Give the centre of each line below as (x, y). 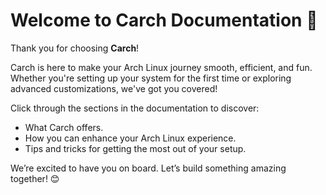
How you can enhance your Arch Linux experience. (130, 138)
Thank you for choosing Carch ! (75, 48)
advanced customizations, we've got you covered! (114, 88)
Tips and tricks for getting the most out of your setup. (135, 148)
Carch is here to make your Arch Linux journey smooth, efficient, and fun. (161, 67)
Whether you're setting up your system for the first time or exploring (151, 78)
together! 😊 (35, 178)
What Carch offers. (64, 127)
